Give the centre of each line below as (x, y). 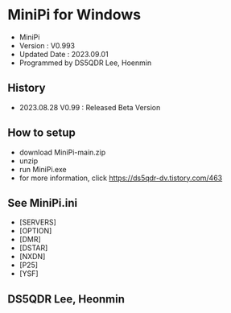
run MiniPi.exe (43, 169)
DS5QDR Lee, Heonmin (66, 299)
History (27, 88)
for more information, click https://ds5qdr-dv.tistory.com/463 (121, 178)
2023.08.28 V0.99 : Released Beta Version (90, 107)
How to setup (41, 133)
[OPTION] (35, 231)
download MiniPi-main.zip (62, 152)
